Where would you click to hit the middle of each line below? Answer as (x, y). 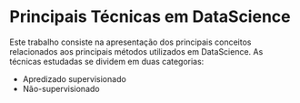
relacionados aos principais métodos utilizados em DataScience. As (136, 51)
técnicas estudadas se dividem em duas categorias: (107, 61)
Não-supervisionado (61, 88)
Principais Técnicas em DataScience (150, 17)
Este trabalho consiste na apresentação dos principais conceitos (130, 42)
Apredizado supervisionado (75, 78)
